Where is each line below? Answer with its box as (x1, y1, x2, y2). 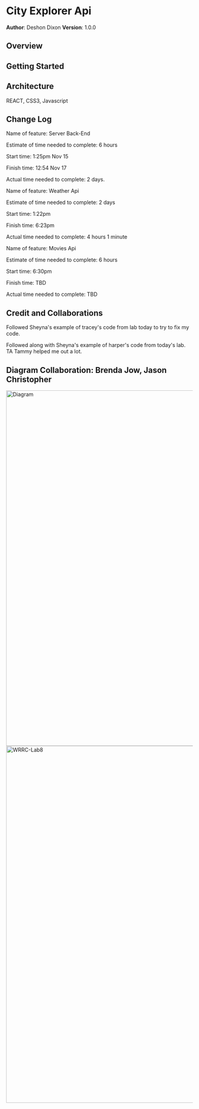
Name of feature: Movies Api (6, 245, 76, 252)
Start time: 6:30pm (6, 268, 52, 275)
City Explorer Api (6, 4, 92, 18)
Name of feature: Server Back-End (6, 130, 91, 137)
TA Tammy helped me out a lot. (6, 348, 82, 355)
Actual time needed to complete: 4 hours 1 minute (6, 233, 127, 241)
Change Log (6, 114, 52, 124)
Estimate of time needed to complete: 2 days (6, 199, 115, 206)
